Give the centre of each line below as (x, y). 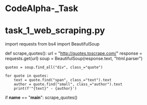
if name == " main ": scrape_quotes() (41, 98)
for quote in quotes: (27, 76)
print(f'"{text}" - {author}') (45, 89)
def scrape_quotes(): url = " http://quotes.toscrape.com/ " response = (74, 53)
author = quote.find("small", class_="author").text (68, 84)
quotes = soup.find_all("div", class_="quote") (54, 67)
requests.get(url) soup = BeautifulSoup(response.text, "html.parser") (74, 59)
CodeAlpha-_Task (42, 8)
